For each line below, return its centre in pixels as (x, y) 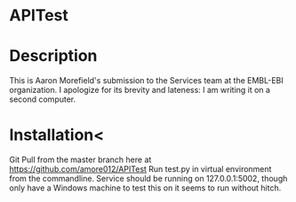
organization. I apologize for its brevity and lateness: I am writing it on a (140, 90)
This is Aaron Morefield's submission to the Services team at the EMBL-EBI (147, 81)
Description (53, 56)
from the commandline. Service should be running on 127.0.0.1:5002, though (148, 179)
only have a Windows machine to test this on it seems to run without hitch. (145, 188)
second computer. (43, 99)
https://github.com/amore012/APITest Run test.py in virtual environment (140, 169)
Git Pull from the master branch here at (80, 159)
